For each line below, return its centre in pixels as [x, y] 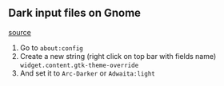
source [20, 32]
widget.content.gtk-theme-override [79, 65]
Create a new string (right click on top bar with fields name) [118, 56]
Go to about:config [52, 48]
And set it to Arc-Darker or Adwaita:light [88, 73]
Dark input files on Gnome [75, 13]
